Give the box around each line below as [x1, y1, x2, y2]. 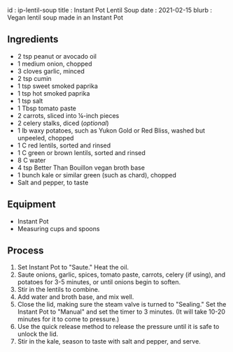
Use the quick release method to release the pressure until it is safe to [17, 323, 220, 331]
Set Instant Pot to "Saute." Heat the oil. [17, 263, 129, 272]
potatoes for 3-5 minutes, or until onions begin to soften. [17, 278, 181, 286]
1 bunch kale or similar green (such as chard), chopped [17, 170, 177, 179]
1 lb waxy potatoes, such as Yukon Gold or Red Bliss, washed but [17, 126, 205, 135]
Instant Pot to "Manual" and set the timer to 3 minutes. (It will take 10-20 [17, 307, 226, 316]
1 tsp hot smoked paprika [17, 89, 90, 97]
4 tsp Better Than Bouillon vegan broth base [17, 163, 146, 172]
